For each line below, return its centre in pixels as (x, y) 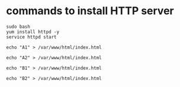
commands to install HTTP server (90, 11)
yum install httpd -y (33, 32)
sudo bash (18, 27)
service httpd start (32, 37)
